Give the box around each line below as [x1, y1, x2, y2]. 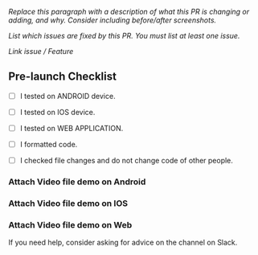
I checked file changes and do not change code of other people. [19, 156, 233, 166]
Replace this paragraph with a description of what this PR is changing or [8, 7, 250, 16]
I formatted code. [19, 140, 78, 149]
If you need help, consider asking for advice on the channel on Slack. [8, 237, 238, 248]
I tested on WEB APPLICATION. [19, 123, 124, 133]
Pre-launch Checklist [8, 70, 117, 84]
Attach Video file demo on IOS [8, 197, 129, 208]
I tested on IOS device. [19, 107, 96, 117]
